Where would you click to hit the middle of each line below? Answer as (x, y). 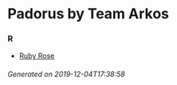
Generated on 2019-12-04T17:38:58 (66, 74)
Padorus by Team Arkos (88, 14)
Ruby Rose (37, 56)
